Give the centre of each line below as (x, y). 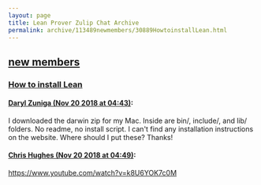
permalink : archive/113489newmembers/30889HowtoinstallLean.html (117, 30)
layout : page (30, 15)
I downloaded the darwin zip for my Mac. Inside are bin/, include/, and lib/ (128, 120)
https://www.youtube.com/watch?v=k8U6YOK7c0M (93, 173)
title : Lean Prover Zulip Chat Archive (74, 23)
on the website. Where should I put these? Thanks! (91, 137)
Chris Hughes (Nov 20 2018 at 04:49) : (72, 155)
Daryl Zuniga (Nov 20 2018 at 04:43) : (71, 103)
